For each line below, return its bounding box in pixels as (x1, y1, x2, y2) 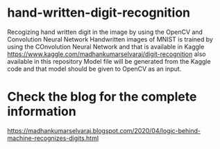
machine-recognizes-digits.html (7, 134, 99, 142)
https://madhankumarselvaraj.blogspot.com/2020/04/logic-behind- (7, 126, 201, 134)
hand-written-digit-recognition (7, 5, 191, 21)
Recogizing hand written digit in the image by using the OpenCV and (7, 28, 203, 36)
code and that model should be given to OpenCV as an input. (7, 64, 182, 73)
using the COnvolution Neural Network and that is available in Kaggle (7, 42, 205, 51)
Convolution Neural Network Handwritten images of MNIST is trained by (7, 35, 214, 43)
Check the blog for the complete (7, 89, 197, 105)
